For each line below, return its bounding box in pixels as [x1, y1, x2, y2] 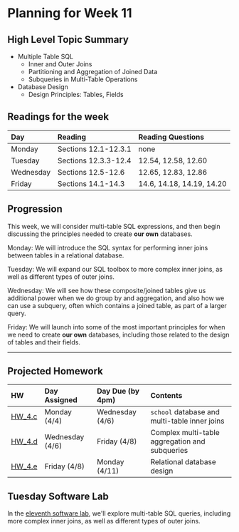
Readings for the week [7, 111, 109, 123]
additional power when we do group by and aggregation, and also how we [7, 294, 225, 302]
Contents [150, 391, 183, 401]
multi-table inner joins [150, 416, 225, 426]
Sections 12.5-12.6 [57, 167, 125, 177]
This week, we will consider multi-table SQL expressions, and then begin [7, 222, 221, 230]
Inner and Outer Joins [28, 60, 92, 68]
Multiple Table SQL [17, 52, 73, 61]
